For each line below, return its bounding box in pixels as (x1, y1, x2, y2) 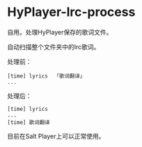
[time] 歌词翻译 (7, 119, 50, 126)
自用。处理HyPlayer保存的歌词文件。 (7, 28, 113, 36)
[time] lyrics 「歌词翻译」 (7, 72, 86, 80)
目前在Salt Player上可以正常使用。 (7, 132, 105, 140)
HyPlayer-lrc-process (7, 4, 136, 20)
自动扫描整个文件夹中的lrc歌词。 (7, 42, 100, 51)
